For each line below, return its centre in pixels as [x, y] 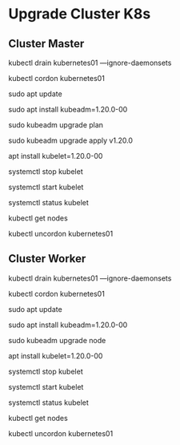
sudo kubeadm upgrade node [57, 340]
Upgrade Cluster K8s [80, 14]
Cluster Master [46, 44]
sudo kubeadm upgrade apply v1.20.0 [71, 140]
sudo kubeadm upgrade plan [56, 125]
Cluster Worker [47, 259]
